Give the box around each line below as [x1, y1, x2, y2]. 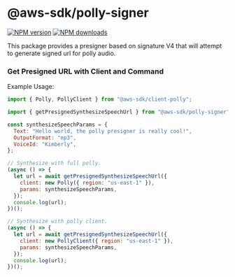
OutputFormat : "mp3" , [13, 134, 77, 141]
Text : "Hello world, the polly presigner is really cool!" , [13, 127, 192, 134]
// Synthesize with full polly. [7, 159, 101, 167]
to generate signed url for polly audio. [7, 49, 116, 57]
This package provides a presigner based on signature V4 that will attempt [7, 41, 222, 50]
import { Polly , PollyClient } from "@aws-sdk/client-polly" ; [7, 96, 192, 103]
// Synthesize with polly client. [7, 218, 108, 225]
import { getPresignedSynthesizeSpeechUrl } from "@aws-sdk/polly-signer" [7, 108, 230, 116]
